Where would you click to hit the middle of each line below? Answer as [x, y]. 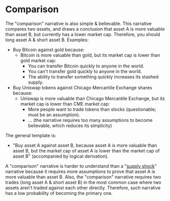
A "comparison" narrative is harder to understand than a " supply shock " [81, 166]
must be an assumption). [54, 115]
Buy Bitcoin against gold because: [48, 49]
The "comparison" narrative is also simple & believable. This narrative [79, 23]
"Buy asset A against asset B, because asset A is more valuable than [85, 145]
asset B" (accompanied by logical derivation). [60, 156]
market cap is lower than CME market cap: [65, 104]
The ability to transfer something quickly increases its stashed [93, 77]
